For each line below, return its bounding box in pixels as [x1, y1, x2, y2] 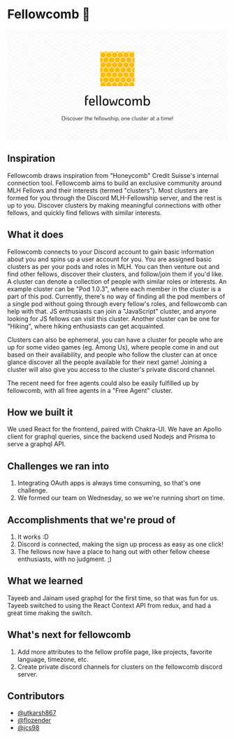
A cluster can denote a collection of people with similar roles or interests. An [7, 277, 227, 286]
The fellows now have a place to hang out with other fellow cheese [17, 548, 210, 555]
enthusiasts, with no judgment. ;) [17, 555, 112, 563]
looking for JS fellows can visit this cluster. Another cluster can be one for [7, 315, 220, 323]
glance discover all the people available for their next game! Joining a [7, 357, 207, 366]
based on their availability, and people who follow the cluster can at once [7, 350, 218, 359]
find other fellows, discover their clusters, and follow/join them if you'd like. [7, 270, 224, 278]
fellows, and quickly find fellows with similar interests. [7, 208, 162, 216]
